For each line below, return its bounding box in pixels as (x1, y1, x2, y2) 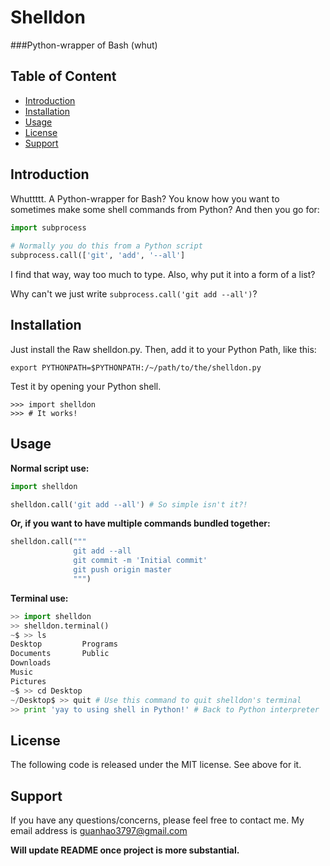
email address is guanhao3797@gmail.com (10, 825, 188, 837)
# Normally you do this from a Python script (10, 241, 203, 251)
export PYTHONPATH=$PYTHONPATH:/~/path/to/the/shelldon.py (10, 362, 262, 373)
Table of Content (10, 68, 117, 85)
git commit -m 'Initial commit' (73, 556, 208, 566)
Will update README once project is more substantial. (10, 844, 240, 856)
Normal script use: (10, 462, 90, 474)
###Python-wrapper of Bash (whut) (10, 39, 158, 51)
